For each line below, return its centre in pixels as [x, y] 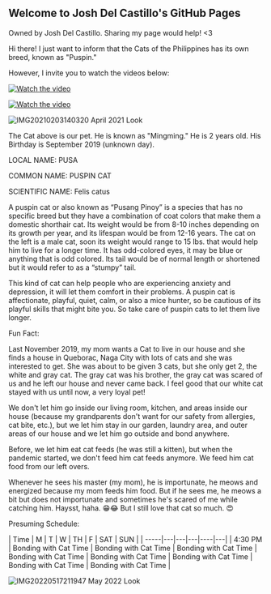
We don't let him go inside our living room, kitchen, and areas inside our [128, 408]
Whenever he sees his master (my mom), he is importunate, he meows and [133, 482]
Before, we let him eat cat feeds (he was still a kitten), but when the [121, 449]
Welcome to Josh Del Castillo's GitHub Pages [125, 13]
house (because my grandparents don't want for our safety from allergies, [132, 416]
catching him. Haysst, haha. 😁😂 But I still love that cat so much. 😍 [121, 508]
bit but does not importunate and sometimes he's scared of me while [123, 499]
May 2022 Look [114, 581]
